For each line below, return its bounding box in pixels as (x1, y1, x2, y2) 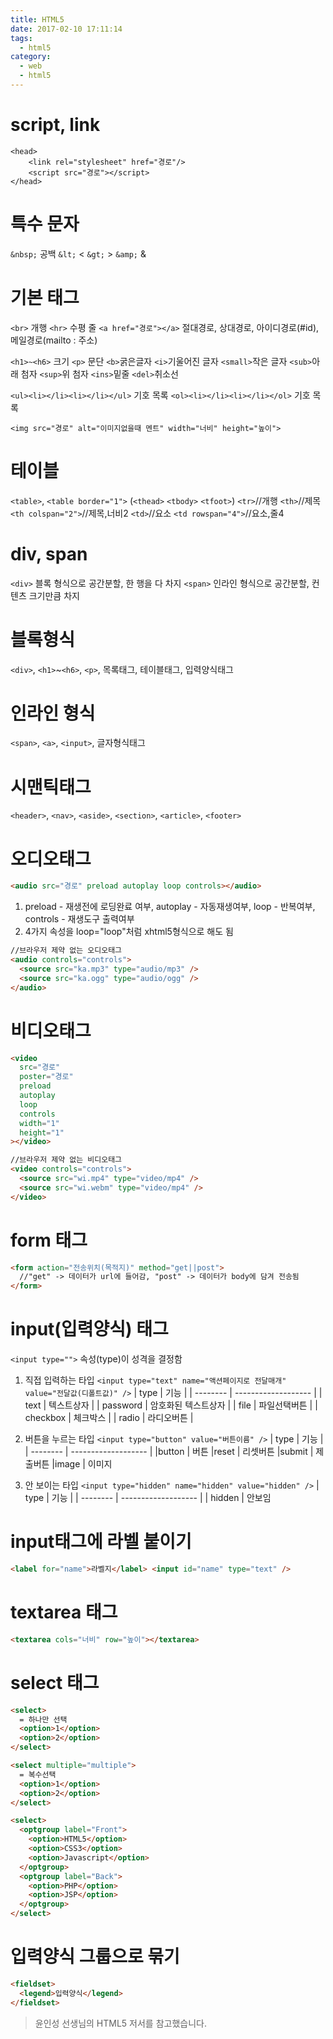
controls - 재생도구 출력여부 (24, 913, 135, 925)
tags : (10, 33, 33, 43)
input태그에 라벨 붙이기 (10, 1531, 192, 1553)
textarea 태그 (10, 1601, 118, 1624)
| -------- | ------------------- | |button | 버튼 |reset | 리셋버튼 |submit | (24, 1446, 314, 1458)
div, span (10, 542, 88, 565)
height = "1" (19, 1127, 65, 1138)
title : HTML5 (10, 14, 65, 25)
